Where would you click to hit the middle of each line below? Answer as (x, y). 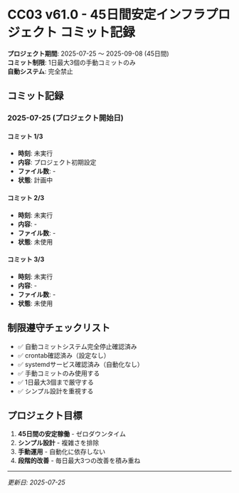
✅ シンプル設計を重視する (55, 391)
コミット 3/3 (26, 259)
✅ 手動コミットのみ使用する (59, 373)
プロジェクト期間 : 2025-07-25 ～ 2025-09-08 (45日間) (88, 53)
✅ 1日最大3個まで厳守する (55, 382)
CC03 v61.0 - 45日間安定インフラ (107, 15)
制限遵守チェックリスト (59, 328)
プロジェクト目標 (45, 416)
